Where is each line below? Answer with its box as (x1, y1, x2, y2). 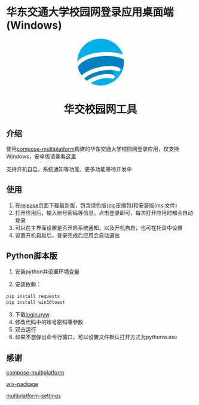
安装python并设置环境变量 (14, 267, 79, 275)
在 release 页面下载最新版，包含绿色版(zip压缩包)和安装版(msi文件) (14, 202, 177, 209)
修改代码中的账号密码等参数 (14, 318, 84, 326)
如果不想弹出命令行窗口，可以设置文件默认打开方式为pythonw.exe (14, 333, 177, 341)
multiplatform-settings (6, 392, 61, 400)
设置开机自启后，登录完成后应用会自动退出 (14, 232, 120, 239)
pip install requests (6, 293, 60, 299)
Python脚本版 (6, 251, 58, 261)
